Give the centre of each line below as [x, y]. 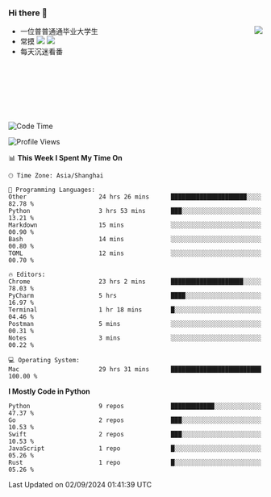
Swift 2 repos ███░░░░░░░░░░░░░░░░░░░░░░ [135, 435]
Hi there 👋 [28, 13]
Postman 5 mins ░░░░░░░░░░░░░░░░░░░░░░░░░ [135, 324]
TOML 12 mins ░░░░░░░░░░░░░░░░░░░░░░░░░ [135, 253]
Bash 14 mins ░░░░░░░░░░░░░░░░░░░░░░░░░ [135, 240]
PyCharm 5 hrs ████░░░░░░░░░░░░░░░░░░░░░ [135, 296]
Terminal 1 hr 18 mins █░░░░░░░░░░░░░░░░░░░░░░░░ [135, 310]
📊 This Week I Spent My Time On [65, 158]
